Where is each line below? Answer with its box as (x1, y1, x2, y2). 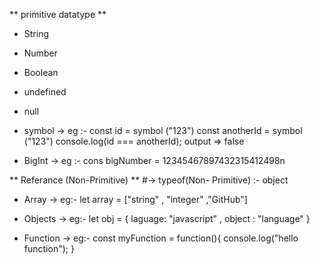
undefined (23, 86, 67, 98)
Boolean (23, 67, 59, 78)
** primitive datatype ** (9, 9, 107, 20)
